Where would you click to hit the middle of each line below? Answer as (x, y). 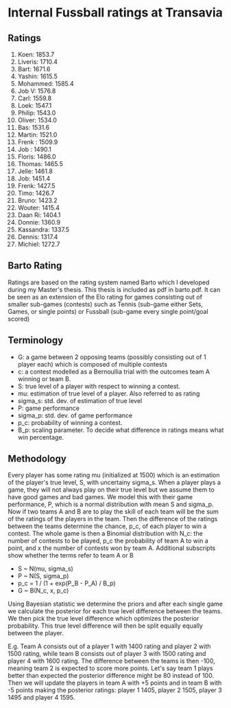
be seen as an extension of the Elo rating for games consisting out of (105, 297)
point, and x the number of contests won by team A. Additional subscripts (112, 548)
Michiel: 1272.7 (39, 244)
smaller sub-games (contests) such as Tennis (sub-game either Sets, (105, 304)
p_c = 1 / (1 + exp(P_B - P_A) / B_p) (66, 583)
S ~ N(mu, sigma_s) (46, 569)
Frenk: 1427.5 (36, 186)
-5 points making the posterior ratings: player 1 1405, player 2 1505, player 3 (115, 690)
